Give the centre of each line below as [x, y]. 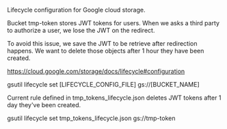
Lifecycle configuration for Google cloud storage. [76, 10]
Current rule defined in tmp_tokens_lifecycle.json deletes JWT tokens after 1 [114, 98]
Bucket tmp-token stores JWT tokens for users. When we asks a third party [113, 23]
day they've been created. [44, 105]
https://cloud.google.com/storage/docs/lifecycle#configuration [96, 71]
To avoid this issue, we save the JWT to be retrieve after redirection [102, 43]
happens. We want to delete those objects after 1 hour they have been [106, 51]
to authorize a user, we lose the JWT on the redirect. [81, 30]
